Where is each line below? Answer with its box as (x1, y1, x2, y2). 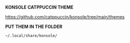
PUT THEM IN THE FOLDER (5, 23, 62, 29)
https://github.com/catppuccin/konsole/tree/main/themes (5, 14, 125, 19)
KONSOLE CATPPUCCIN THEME (5, 4, 74, 10)
